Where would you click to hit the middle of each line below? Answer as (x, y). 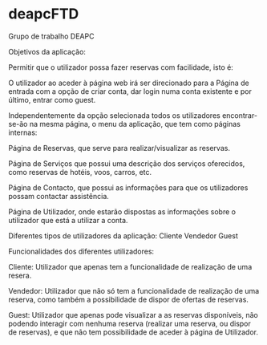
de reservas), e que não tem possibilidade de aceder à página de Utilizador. (133, 332)
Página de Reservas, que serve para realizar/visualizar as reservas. (119, 148)
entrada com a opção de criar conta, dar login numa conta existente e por (130, 91)
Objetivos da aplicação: (47, 51)
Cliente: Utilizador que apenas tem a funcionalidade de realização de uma (130, 266)
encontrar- (240, 115)
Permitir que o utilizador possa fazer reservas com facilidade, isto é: (121, 67)
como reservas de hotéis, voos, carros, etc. (80, 172)
